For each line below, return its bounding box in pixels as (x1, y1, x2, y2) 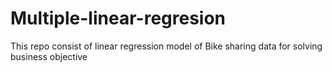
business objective (10, 50, 88, 62)
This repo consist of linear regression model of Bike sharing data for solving (10, 40, 323, 52)
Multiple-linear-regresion (10, 7, 227, 30)
